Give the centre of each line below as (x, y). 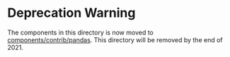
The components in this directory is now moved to (80, 32)
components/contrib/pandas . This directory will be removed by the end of (115, 39)
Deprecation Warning (71, 13)
